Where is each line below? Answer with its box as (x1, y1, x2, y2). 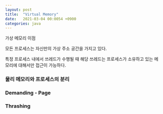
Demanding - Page (5, 89, 51, 96)
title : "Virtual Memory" (5, 12, 58, 17)
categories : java (5, 21, 41, 26)
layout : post (5, 7, 32, 12)
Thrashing (5, 103, 31, 110)
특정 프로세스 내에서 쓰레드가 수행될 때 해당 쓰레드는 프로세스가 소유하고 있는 (5, 56, 154, 62)
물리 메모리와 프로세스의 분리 (5, 76, 70, 83)
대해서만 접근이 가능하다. (18, 62, 66, 68)
